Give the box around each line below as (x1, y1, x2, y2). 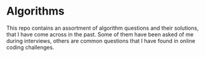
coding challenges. (6, 44, 54, 51)
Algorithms (6, 4, 65, 18)
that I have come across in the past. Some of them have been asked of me (6, 30, 194, 38)
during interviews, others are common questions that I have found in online (6, 37, 196, 44)
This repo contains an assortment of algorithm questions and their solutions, (6, 24, 199, 32)
